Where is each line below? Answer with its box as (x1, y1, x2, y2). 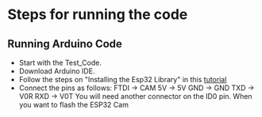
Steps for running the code (7, 6, 188, 24)
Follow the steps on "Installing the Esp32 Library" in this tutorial (18, 75, 227, 84)
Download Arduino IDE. (18, 66, 95, 76)
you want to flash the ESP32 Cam (18, 100, 129, 109)
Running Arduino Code (7, 37, 122, 51)
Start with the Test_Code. (18, 58, 102, 67)
